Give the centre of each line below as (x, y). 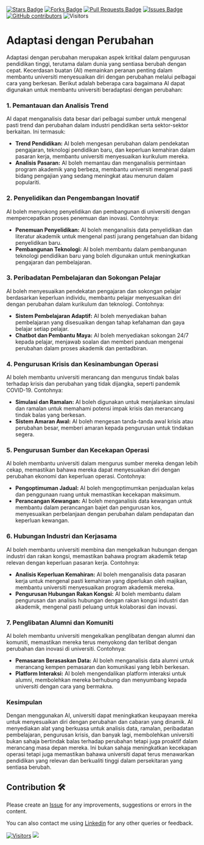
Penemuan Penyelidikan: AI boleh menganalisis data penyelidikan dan (104, 230)
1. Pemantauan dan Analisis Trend (57, 105)
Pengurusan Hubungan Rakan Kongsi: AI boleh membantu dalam (98, 593)
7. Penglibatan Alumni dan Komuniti (60, 623)
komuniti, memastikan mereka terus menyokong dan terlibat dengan (92, 642)
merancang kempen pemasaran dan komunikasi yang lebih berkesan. (102, 667)
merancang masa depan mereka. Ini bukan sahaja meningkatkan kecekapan (102, 748)
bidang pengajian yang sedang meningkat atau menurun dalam (94, 176)
